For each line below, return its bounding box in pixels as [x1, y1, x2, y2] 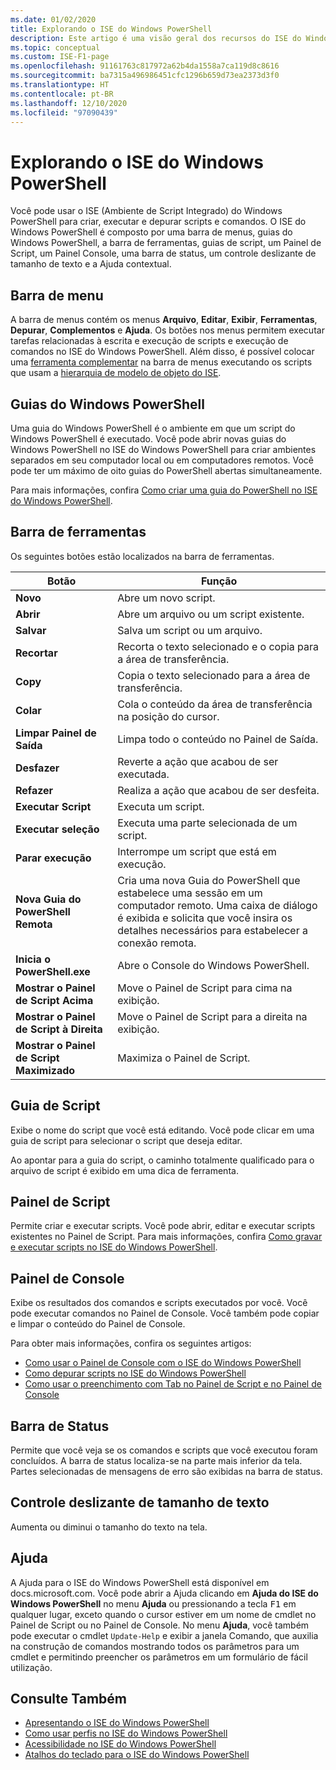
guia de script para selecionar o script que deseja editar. [10, 1134, 243, 1146]
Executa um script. [117, 799, 205, 813]
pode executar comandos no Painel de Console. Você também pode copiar [10, 1307, 320, 1320]
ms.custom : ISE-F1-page [10, 52, 110, 62]
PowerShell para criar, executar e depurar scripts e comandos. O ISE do [10, 216, 307, 228]
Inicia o [15, 952, 51, 966]
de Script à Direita [15, 1022, 103, 1036]
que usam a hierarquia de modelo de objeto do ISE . [10, 367, 222, 379]
